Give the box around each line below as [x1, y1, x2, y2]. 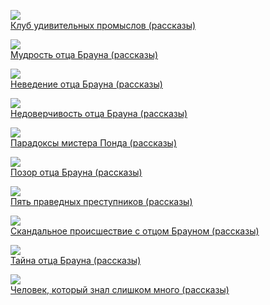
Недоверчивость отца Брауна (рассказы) [10, 108, 188, 119]
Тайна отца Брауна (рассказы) [10, 255, 142, 266]
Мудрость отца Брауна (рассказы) [10, 49, 159, 60]
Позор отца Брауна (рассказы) [10, 166, 143, 178]
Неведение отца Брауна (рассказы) [10, 78, 163, 90]
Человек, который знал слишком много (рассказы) [10, 284, 230, 295]
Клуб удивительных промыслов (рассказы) [10, 20, 197, 31]
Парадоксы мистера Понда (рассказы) [10, 137, 178, 149]
